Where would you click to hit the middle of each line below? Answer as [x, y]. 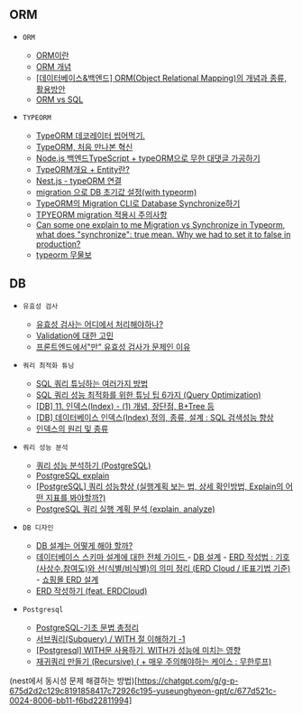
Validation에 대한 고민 [75, 335]
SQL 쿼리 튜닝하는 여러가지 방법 [92, 383]
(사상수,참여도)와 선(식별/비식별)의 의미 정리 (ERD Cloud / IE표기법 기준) [163, 568]
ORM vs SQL [59, 99]
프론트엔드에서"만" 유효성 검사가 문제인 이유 [113, 346]
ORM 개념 [54, 66]
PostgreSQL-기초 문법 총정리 [87, 627]
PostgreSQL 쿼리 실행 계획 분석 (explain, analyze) [125, 509]
